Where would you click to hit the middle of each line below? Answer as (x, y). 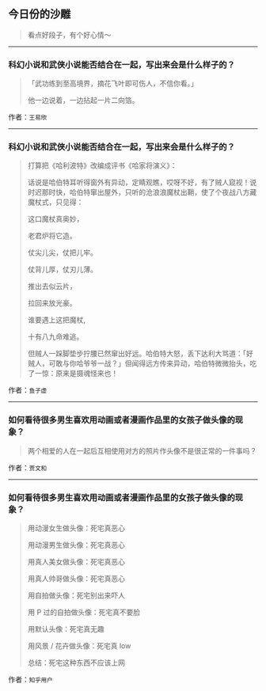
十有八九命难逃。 (55, 337)
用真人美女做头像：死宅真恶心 (76, 562)
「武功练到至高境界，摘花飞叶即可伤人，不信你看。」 (112, 84)
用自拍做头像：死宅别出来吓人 (76, 595)
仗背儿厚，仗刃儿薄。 (62, 270)
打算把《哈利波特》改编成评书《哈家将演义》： (102, 165)
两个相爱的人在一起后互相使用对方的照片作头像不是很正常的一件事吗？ (142, 450)
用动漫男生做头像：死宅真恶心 (76, 545)
